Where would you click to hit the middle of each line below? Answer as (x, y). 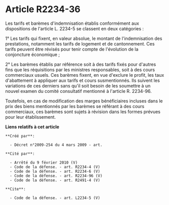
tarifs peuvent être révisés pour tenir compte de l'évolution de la (72, 49)
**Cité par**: (20, 153)
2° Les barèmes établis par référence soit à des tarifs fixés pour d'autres (81, 64)
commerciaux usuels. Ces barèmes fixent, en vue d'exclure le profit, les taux (85, 75)
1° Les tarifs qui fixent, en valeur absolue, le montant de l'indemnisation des (84, 38)
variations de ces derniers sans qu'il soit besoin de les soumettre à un (78, 86)
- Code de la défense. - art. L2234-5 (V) (55, 198)
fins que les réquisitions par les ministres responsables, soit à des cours (80, 70)
